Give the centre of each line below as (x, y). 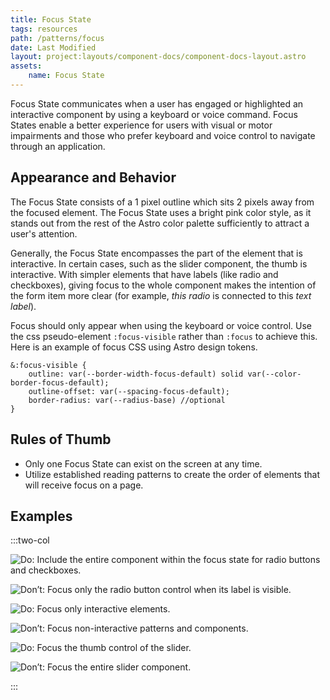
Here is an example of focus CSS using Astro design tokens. (134, 347)
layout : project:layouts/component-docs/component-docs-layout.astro (158, 57)
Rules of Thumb (61, 439)
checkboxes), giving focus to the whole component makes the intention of (163, 285)
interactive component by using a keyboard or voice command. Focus (154, 114)
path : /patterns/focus (57, 38)
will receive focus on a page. (84, 485)
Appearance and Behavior (93, 177)
